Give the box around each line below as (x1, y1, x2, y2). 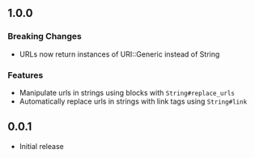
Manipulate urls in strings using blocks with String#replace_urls (19, 88, 236, 97)
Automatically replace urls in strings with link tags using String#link (19, 96, 248, 106)
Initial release (19, 141, 64, 151)
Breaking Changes (7, 31, 83, 42)
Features (7, 69, 44, 80)
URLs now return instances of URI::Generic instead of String (19, 49, 220, 59)
